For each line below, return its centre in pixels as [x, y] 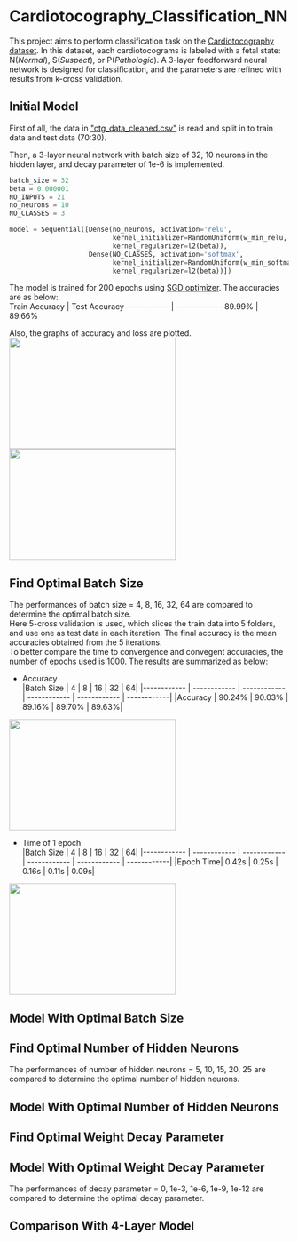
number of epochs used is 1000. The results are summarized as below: [139, 661]
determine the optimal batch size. [70, 614]
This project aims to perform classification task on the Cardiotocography [142, 41]
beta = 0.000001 [39, 188]
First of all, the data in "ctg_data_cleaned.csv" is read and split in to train [141, 128]
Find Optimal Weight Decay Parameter [117, 1138]
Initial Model [44, 107]
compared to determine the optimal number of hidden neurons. [125, 1079]
